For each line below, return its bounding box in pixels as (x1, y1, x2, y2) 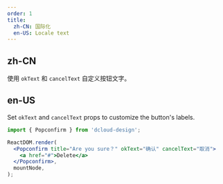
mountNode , (13, 165, 45, 172)
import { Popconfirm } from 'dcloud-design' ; (7, 126, 141, 134)
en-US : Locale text (13, 29, 70, 37)
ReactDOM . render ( (7, 139, 57, 146)
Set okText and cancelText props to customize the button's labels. (7, 113, 195, 121)
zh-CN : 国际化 (13, 23, 51, 30)
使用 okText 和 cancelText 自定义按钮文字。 (7, 74, 131, 83)
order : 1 (7, 10, 33, 17)
